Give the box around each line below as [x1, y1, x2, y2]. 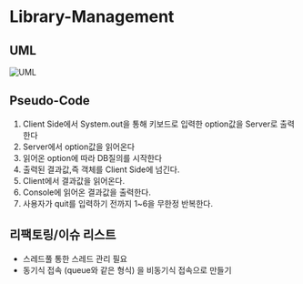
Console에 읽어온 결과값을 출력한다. [22, 187, 152, 198]
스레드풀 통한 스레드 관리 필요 [22, 253, 127, 264]
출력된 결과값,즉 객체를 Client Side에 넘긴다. [22, 164, 180, 175]
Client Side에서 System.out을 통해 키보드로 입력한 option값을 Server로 [22, 118, 278, 129]
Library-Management [9, 6, 175, 27]
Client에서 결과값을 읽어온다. [22, 175, 126, 186]
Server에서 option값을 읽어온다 [22, 141, 135, 152]
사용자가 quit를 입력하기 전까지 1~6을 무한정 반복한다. [22, 198, 214, 208]
